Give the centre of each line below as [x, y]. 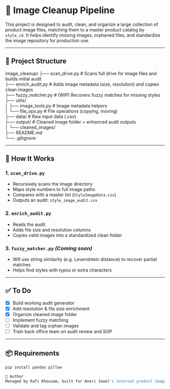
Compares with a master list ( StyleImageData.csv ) [64, 195]
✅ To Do [18, 291]
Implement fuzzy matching [40, 320]
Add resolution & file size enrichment [51, 308]
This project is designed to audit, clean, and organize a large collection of [82, 24]
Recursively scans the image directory [52, 184]
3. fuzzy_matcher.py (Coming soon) [49, 248]
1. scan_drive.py [25, 173]
